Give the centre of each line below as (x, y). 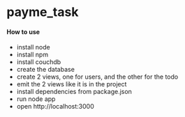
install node (33, 47)
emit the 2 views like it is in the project (72, 84)
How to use (23, 31)
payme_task (43, 12)
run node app (36, 99)
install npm (32, 55)
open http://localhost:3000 (55, 107)
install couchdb (39, 62)
